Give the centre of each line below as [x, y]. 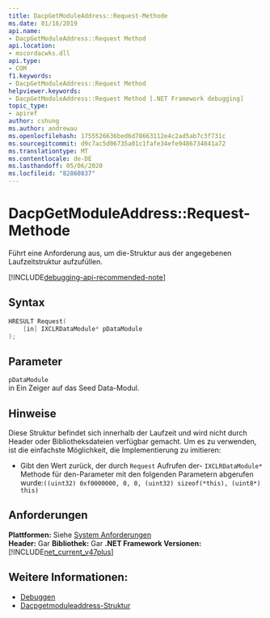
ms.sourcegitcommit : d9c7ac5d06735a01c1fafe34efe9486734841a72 [117, 143]
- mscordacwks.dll [39, 53]
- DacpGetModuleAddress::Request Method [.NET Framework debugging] [126, 99]
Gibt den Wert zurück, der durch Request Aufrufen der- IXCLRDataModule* [141, 466]
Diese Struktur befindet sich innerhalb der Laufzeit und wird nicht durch [128, 433]
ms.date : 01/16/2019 [43, 23]
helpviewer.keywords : [45, 91]
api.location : [32, 46]
